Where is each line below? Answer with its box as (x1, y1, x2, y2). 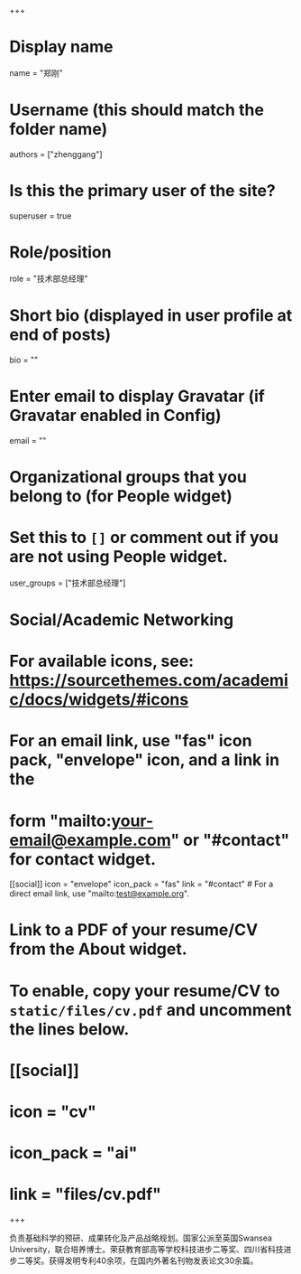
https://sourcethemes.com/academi (9, 670, 288, 691)
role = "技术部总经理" (9, 273, 88, 284)
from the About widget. (9, 939, 187, 960)
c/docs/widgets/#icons (9, 689, 189, 710)
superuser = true (9, 210, 72, 221)
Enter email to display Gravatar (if (9, 386, 266, 407)
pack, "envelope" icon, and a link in (9, 750, 280, 771)
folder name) (9, 119, 108, 140)
